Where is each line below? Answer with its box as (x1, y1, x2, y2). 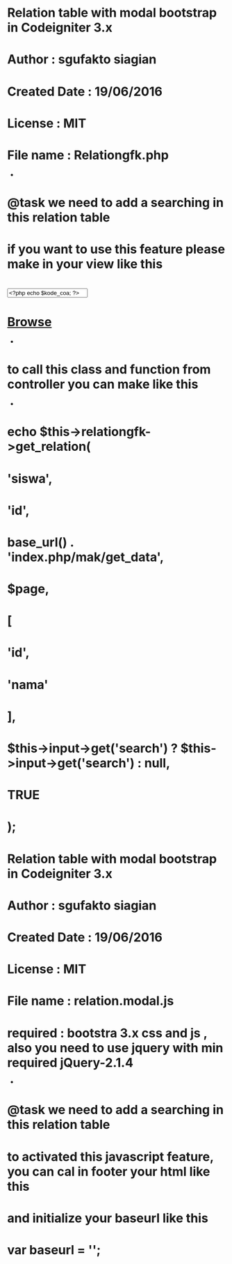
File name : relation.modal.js (7, 993, 174, 1009)
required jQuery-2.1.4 (7, 1054, 134, 1070)
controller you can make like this (7, 376, 199, 392)
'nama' (7, 677, 49, 693)
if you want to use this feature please (7, 242, 226, 257)
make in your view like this (7, 256, 163, 272)
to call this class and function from (7, 362, 211, 378)
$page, (7, 581, 50, 597)
